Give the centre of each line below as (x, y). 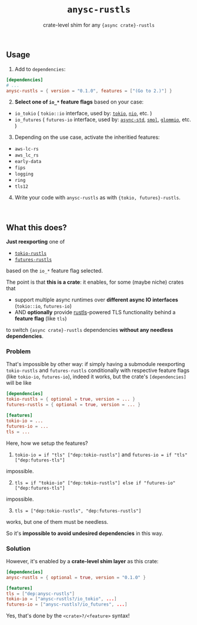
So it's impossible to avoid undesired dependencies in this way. (85, 533)
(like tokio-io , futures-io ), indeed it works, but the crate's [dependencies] (96, 377)
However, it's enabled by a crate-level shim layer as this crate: (82, 561)
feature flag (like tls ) (41, 318)
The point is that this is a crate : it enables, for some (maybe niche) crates (95, 282)
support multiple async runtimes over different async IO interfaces (96, 300)
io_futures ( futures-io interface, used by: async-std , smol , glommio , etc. (103, 119)
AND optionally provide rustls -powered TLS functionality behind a (95, 312)
